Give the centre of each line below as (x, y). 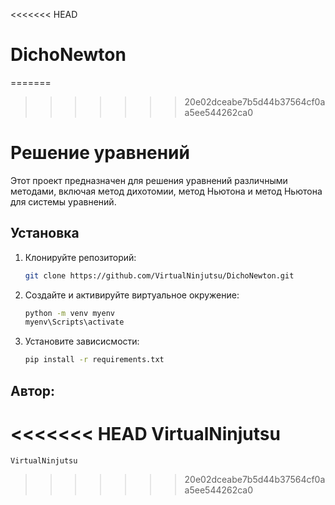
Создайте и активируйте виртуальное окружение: (132, 295)
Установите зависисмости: (82, 341)
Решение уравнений (100, 153)
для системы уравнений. (63, 201)
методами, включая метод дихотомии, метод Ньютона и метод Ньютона (166, 191)
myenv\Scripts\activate (74, 322)
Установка (45, 233)
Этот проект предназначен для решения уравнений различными (149, 180)
